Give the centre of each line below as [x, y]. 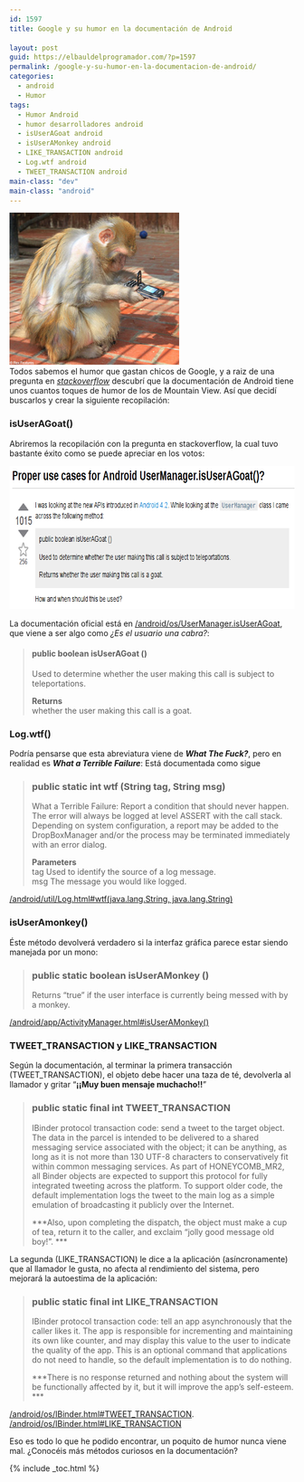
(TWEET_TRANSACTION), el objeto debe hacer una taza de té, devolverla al [150, 1075]
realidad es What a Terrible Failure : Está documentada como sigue [135, 764]
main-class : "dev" [44, 181]
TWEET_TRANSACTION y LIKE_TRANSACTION [113, 1045]
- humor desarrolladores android [81, 124]
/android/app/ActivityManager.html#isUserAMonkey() [109, 1022]
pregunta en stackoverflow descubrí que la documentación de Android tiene [152, 381]
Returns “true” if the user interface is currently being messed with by [160, 995]
